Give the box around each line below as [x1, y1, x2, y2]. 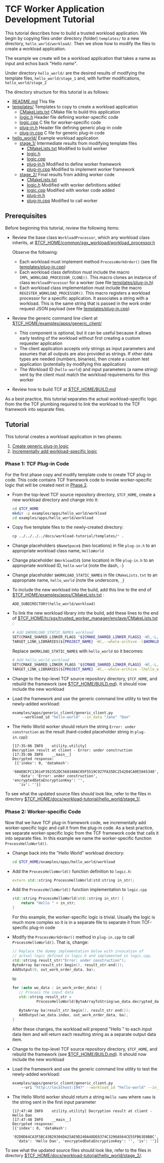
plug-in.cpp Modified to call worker [26, 197, 98, 203]
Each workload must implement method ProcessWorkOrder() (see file [19, 259, 158, 265]
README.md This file [12, 98, 55, 104]
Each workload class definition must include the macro [19, 269, 130, 275]
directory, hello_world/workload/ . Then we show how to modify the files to [5, 40, 156, 46]
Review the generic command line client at [12, 315, 98, 321]
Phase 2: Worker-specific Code [5, 809, 82, 815]
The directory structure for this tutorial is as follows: [5, 89, 109, 95]
